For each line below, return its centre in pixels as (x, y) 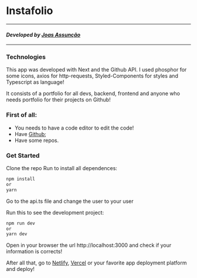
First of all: (21, 115)
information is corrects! (34, 252)
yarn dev (17, 234)
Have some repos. (37, 140)
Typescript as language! (35, 82)
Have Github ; (30, 134)
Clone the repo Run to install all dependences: (62, 168)
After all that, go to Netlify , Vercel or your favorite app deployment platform (96, 263)
